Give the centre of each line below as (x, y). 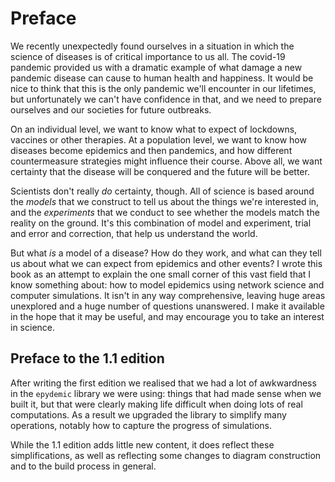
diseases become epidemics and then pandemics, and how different (151, 150)
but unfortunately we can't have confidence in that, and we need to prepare (166, 99)
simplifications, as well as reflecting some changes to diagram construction (166, 455)
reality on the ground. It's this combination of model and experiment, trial (161, 223)
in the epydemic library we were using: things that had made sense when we (166, 393)
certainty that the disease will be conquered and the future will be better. (160, 171)
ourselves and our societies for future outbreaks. (111, 109)
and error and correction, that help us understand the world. (134, 233)
